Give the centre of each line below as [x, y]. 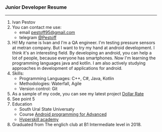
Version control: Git [38, 89]
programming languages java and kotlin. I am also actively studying [79, 63]
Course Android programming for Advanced [63, 114]
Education [22, 104]
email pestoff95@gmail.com [47, 32]
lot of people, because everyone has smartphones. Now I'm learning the [84, 58]
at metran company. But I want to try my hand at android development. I [83, 48]
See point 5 [23, 99]
